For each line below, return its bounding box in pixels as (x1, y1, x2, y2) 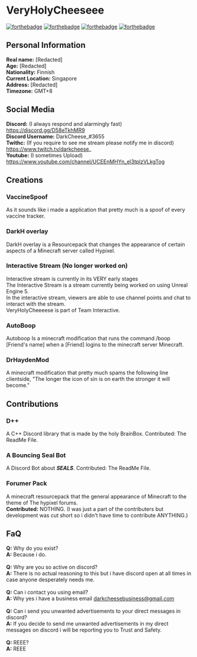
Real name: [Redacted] (6, 56, 63, 63)
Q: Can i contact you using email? (6, 588, 89, 595)
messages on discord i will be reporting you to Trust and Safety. (6, 626, 162, 633)
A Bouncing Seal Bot (6, 451, 66, 459)
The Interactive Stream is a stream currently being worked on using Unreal (6, 281, 188, 289)
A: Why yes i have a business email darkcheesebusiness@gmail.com (6, 595, 175, 602)
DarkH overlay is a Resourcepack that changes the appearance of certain (6, 241, 185, 248)
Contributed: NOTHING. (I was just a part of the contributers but (6, 505, 164, 512)
